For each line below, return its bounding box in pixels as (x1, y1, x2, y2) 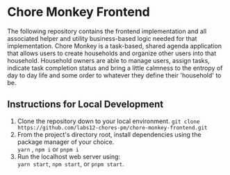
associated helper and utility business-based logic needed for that (7, 34, 197, 42)
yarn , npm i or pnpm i (17, 145, 79, 153)
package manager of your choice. (17, 138, 115, 146)
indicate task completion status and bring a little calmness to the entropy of (7, 64, 223, 72)
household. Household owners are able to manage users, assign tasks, (7, 56, 210, 64)
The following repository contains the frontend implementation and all (7, 27, 207, 35)
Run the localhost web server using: (17, 152, 120, 160)
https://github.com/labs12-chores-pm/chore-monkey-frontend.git (17, 124, 208, 131)
